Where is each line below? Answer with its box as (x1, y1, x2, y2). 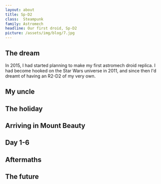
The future (5, 172, 39, 181)
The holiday (5, 104, 43, 113)
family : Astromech (5, 21, 43, 26)
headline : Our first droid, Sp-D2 (5, 26, 77, 31)
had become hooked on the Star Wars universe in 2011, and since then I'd (5, 67, 156, 73)
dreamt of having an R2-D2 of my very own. (5, 73, 96, 79)
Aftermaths (5, 155, 41, 164)
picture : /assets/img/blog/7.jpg (5, 30, 75, 35)
